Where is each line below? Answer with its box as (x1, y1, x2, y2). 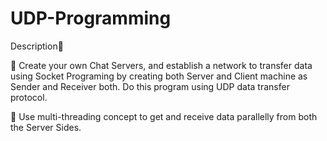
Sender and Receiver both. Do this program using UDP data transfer (10, 80, 290, 92)
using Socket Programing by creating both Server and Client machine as (10, 70, 308, 82)
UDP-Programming (10, 7, 172, 30)
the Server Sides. (10, 121, 82, 133)
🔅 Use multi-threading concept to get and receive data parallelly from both (10, 110, 318, 122)
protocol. (10, 91, 48, 103)
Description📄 (10, 40, 64, 52)
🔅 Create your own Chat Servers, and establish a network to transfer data (10, 59, 313, 71)
